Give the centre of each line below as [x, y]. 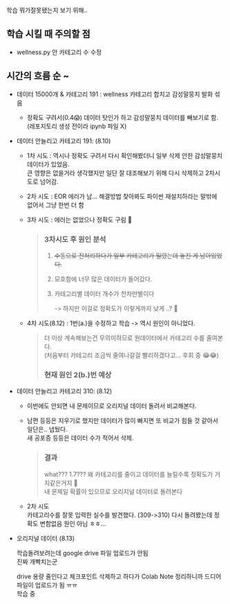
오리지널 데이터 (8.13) [46, 538]
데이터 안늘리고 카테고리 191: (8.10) [64, 141]
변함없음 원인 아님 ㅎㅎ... [73, 523]
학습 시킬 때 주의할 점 [48, 34]
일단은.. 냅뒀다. [47, 429]
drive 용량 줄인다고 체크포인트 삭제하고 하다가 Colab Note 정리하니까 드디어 [119, 576]
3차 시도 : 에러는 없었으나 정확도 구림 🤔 [79, 220]
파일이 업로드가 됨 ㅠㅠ [47, 585]
